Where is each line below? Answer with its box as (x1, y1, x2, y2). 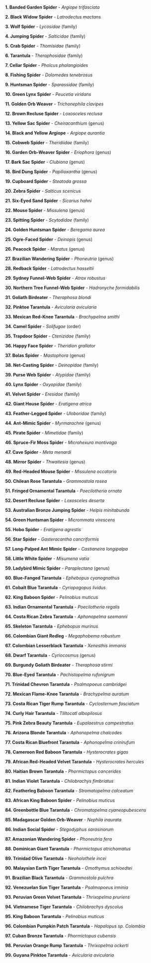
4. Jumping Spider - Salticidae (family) (5, 33, 86, 39)
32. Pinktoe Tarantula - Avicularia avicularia (5, 304, 97, 310)
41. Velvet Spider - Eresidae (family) (5, 391, 80, 397)
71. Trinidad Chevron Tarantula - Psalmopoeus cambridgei (5, 681, 127, 687)
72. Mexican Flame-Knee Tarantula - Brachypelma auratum (5, 691, 129, 697)
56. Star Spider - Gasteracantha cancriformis (5, 536, 99, 542)
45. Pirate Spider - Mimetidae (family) (5, 430, 83, 436)
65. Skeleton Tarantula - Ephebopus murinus (5, 624, 98, 629)
